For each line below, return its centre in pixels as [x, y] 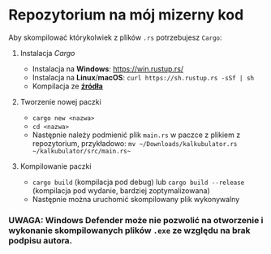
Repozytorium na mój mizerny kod [126, 15]
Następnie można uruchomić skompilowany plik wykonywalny [136, 199]
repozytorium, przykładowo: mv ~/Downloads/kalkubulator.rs [135, 143]
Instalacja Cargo [47, 53]
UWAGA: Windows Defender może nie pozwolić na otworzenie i [136, 220]
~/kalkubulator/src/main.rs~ [82, 151]
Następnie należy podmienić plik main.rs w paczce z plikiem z [136, 135]
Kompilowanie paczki [56, 166]
